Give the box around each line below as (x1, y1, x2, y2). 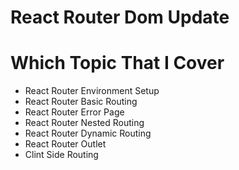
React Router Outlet (24, 138, 107, 150)
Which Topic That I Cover (10, 52, 225, 75)
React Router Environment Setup (24, 85, 160, 97)
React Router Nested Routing (24, 117, 145, 129)
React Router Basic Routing (24, 96, 138, 108)
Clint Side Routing (24, 149, 99, 161)
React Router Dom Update (10, 6, 230, 29)
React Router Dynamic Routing (24, 127, 152, 140)
